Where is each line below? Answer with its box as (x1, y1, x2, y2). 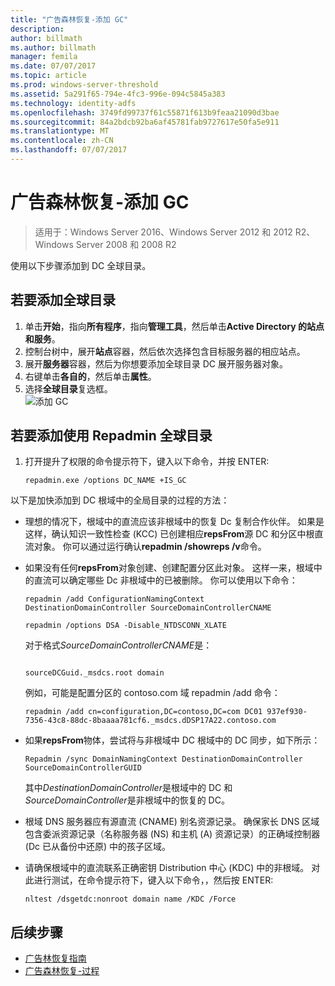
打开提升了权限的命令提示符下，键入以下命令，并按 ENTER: (24, 456, 270, 468)
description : (10, 24, 65, 34)
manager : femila (10, 52, 78, 62)
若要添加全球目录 (10, 292, 116, 309)
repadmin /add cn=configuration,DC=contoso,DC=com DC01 (24, 707, 263, 717)
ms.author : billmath (10, 42, 97, 53)
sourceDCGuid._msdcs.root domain (24, 668, 165, 678)
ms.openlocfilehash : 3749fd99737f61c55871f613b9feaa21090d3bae (10, 107, 280, 118)
